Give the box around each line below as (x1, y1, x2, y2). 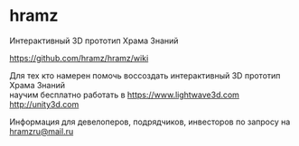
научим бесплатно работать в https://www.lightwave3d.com (9, 89, 239, 100)
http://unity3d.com (9, 98, 79, 109)
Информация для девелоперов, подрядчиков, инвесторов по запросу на (9, 116, 291, 127)
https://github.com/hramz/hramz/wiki (9, 52, 149, 63)
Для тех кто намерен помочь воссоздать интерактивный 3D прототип (9, 69, 281, 81)
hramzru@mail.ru (9, 125, 74, 136)
